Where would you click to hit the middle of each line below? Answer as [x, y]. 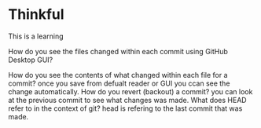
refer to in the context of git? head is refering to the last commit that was [125, 108]
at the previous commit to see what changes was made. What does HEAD [127, 100]
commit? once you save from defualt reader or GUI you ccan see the [119, 83]
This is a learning [36, 36]
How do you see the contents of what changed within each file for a [118, 75]
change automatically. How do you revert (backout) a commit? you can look [130, 91]
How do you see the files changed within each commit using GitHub [118, 51]
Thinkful [36, 15]
